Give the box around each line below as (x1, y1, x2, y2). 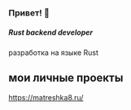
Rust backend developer (8, 27, 94, 37)
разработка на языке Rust (8, 48, 99, 57)
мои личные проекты (8, 71, 124, 85)
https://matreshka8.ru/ (8, 92, 84, 102)
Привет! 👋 (8, 7, 50, 19)
